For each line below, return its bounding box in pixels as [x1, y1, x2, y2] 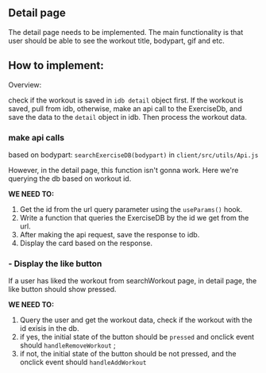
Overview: [8, 79, 42, 90]
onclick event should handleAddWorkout [19, 357, 147, 367]
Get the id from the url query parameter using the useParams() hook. [19, 204, 243, 213]
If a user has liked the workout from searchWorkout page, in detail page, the [8, 276, 257, 286]
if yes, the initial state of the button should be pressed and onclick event [19, 333, 255, 342]
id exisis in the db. [19, 324, 79, 333]
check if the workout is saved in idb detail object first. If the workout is [8, 95, 244, 105]
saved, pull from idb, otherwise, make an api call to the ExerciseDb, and [8, 103, 242, 113]
